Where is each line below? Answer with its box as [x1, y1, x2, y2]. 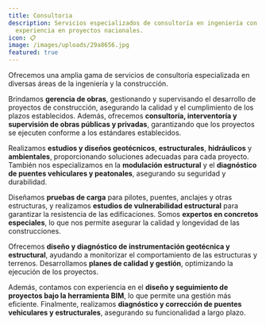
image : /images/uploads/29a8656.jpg [8, 41, 129, 49]
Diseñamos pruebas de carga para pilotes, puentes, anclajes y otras [8, 192, 233, 202]
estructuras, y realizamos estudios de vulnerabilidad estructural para [8, 201, 239, 211]
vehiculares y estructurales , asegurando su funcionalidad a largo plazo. [8, 308, 246, 317]
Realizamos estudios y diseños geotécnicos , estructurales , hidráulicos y [8, 144, 253, 153]
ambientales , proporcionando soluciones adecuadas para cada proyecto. [8, 152, 249, 161]
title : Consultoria [8, 11, 73, 20]
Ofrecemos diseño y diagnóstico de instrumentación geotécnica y [8, 242, 230, 251]
